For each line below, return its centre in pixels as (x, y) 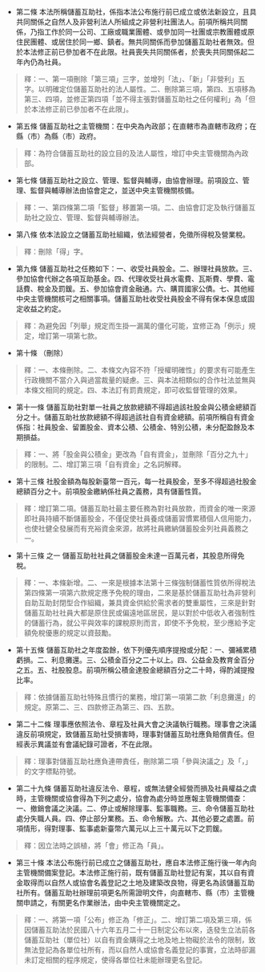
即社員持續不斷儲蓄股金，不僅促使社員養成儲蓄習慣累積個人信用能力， (140, 519)
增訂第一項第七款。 (70, 336)
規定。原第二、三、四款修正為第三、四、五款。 (101, 707)
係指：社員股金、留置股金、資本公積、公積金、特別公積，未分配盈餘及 (132, 427)
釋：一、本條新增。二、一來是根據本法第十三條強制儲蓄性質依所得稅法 (140, 583)
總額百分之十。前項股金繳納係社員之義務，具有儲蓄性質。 (110, 491)
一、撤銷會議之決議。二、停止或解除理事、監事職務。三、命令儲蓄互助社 (135, 808)
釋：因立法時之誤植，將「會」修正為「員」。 (96, 846)
